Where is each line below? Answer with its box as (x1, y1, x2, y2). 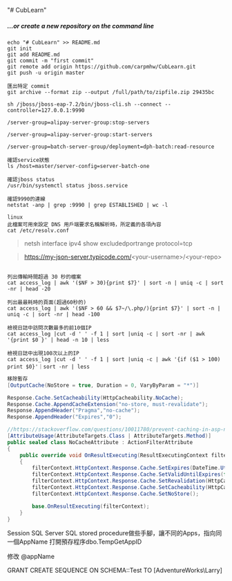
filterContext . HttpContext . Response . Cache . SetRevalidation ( (32, 477, 209, 485)
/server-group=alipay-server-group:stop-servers (7, 119, 150, 126)
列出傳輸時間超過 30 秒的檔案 (7, 273, 81, 280)
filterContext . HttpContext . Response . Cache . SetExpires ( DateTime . (32, 465, 221, 472)
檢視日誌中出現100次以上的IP (7, 349, 79, 357)
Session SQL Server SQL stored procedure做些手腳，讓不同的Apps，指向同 (7, 529, 222, 537)
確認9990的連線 (7, 195, 46, 203)
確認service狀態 (7, 156, 50, 163)
